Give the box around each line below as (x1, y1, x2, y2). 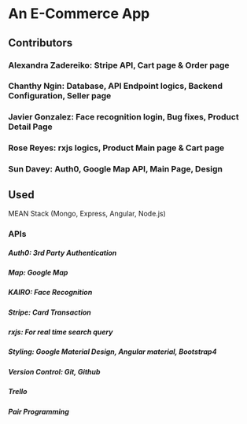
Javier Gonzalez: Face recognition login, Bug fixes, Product (8, 112, 239, 123)
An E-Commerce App (8, 5, 150, 23)
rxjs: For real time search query (8, 327, 113, 337)
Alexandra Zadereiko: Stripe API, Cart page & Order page (8, 60, 230, 71)
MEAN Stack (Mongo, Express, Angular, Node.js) (8, 209, 167, 218)
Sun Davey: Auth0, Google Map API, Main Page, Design (8, 164, 223, 175)
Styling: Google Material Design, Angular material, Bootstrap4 (8, 347, 217, 356)
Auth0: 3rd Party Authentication (8, 248, 117, 257)
